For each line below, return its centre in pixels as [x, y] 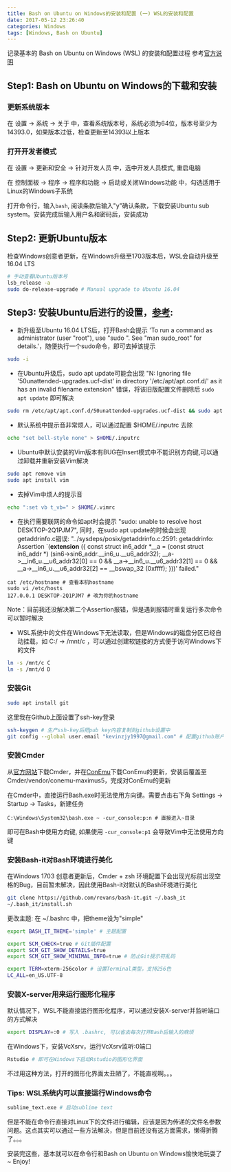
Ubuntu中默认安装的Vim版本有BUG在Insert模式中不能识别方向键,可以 [115, 452]
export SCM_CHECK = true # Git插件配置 [59, 944]
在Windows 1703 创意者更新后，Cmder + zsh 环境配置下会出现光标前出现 [111, 876]
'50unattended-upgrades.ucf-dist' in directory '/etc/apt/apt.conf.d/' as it [119, 381]
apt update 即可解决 [45, 398]
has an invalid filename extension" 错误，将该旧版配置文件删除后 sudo [115, 390]
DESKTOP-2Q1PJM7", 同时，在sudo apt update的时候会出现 [102, 530]
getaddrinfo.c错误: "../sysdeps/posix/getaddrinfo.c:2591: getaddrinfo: [115, 538]
